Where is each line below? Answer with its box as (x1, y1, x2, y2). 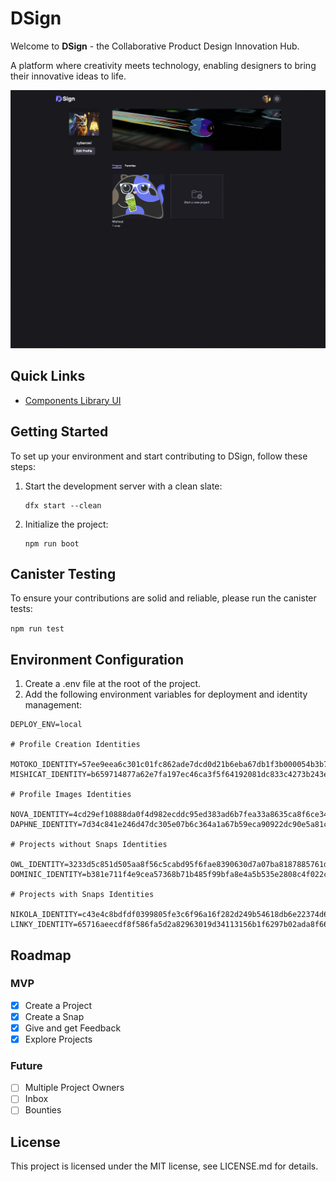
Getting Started (10, 423, 109, 441)
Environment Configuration (10, 651, 184, 668)
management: (24, 699, 83, 711)
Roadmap (10, 947, 72, 964)
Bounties (24, 1104, 62, 1116)
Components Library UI (24, 394, 122, 406)
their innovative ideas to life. (10, 70, 127, 82)
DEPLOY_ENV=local (10, 720, 83, 730)
